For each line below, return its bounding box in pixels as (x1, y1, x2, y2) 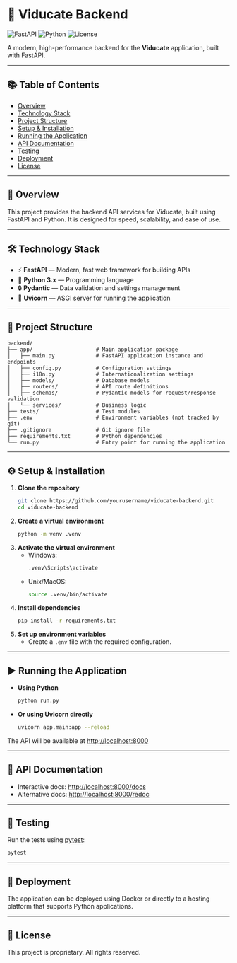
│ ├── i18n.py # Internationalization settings (7, 371, 194, 378)
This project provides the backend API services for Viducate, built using (7, 207, 217, 216)
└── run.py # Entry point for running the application (7, 439, 226, 446)
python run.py (17, 697, 59, 705)
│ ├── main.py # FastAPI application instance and (7, 352, 203, 359)
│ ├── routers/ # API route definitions (7, 384, 169, 391)
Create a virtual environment (17, 517, 104, 525)
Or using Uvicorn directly (17, 710, 94, 718)
